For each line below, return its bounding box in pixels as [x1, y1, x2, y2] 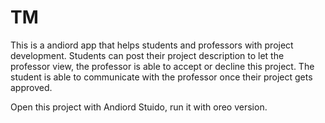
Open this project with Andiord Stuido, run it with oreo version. [10, 101, 268, 113]
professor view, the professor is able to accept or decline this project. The [10, 60, 315, 72]
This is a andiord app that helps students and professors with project [10, 39, 294, 51]
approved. [10, 81, 53, 93]
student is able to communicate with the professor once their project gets [10, 71, 313, 83]
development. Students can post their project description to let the [10, 49, 285, 61]
